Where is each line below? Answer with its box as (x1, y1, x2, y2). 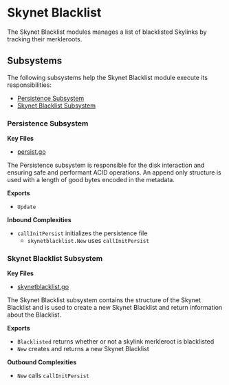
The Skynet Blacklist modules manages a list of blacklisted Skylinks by (7, 28, 208, 36)
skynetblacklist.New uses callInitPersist (27, 237, 150, 245)
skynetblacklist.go (17, 283, 69, 291)
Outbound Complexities (7, 358, 77, 366)
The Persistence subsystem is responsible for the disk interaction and (7, 161, 205, 170)
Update (17, 204, 36, 211)
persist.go (17, 148, 46, 156)
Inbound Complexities (7, 216, 72, 224)
